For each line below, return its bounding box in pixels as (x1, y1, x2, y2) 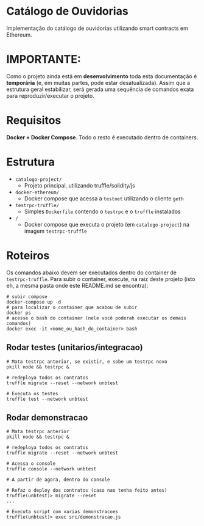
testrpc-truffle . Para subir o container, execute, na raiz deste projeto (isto (6, 275, 195, 282)
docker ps (6, 310, 32, 316)
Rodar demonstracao (6, 412, 88, 423)
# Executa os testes (6, 390, 59, 396)
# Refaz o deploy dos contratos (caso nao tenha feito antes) (6, 488, 167, 494)
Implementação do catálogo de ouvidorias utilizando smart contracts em (6, 24, 189, 32)
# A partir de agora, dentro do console (6, 477, 111, 483)
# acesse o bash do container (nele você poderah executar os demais (6, 315, 187, 321)
